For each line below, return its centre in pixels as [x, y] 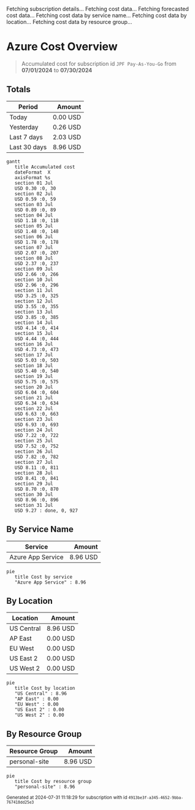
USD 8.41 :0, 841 [37, 478]
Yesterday [24, 127]
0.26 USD [67, 127]
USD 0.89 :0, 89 [35, 210]
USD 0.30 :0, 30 [35, 188]
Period [28, 107]
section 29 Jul [34, 484]
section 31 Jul [34, 505]
